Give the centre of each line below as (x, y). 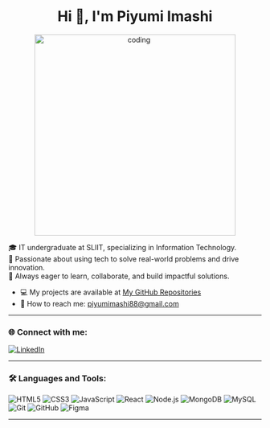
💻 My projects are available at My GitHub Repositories (110, 292)
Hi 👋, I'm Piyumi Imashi (135, 16)
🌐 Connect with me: (48, 331)
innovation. (27, 267)
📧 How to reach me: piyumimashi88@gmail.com (99, 303)
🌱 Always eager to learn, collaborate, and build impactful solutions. (119, 276)
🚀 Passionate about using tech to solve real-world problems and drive (124, 259)
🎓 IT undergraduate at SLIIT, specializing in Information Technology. (123, 247)
